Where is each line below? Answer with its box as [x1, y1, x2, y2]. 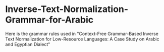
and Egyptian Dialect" [5, 41, 50, 47]
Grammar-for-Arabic [5, 14, 94, 25]
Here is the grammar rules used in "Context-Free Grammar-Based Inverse [5, 30, 159, 36]
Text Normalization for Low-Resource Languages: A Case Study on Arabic [5, 36, 159, 42]
